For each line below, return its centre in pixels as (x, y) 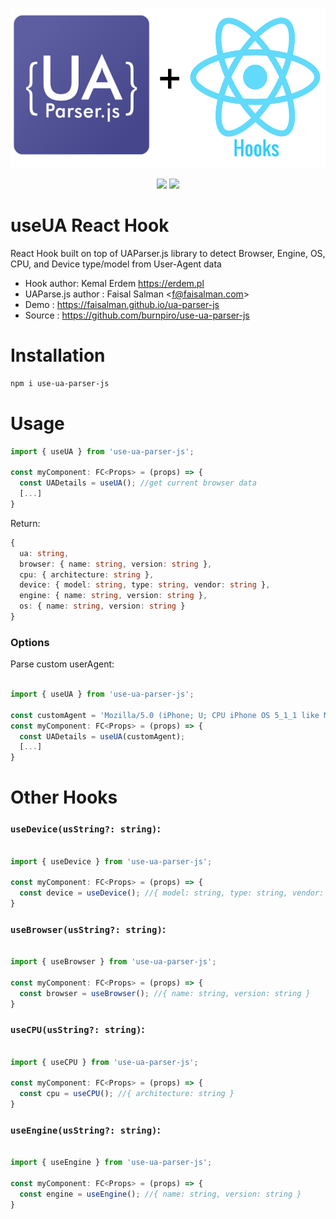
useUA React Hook (90, 225)
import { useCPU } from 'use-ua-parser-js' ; (104, 1062)
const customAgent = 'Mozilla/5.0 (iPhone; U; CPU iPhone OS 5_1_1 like (165, 715)
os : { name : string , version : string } (102, 606)
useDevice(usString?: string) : (85, 829)
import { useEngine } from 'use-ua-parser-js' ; (111, 1163)
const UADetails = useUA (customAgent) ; (102, 736)
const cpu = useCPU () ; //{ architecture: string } (127, 1094)
